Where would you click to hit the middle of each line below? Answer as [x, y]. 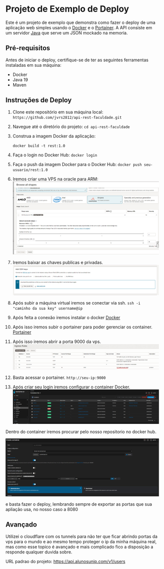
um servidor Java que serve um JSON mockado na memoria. [67, 33]
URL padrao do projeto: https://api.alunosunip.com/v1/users [65, 561]
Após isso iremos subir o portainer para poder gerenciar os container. [82, 327]
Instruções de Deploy [39, 100]
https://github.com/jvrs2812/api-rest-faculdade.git [67, 117]
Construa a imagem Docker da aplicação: [54, 136]
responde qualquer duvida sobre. [39, 552]
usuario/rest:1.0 [30, 170]
